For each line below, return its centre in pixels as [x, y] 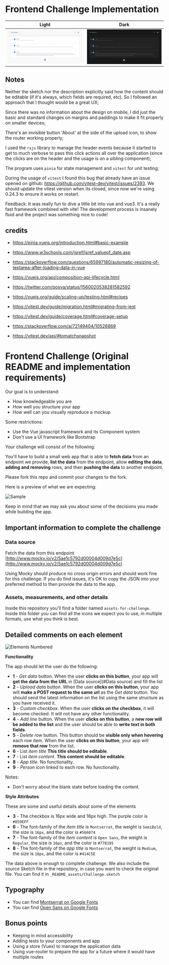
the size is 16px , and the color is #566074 [54, 832]
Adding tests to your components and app [56, 941]
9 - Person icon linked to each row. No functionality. [66, 767]
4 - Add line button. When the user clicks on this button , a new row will [87, 719]
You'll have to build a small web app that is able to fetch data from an [77, 457]
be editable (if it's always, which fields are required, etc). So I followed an [81, 97]
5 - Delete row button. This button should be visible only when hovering [88, 735]
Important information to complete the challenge [83, 528]
